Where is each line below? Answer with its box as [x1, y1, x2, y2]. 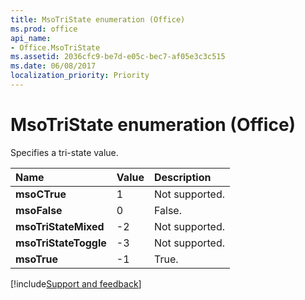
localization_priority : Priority [10, 71, 150, 81]
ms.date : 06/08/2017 [10, 61, 97, 71]
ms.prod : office [10, 24, 78, 34]
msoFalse [15, 203, 63, 217]
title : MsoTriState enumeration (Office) [10, 14, 186, 25]
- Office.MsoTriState [10, 42, 101, 53]
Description [153, 170, 212, 184]
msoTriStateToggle [15, 236, 107, 250]
